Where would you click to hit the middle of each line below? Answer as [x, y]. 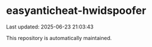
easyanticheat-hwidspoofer [76, 11]
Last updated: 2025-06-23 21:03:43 [50, 27]
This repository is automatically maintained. [59, 38]
